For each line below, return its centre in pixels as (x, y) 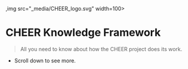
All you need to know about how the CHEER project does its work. (101, 49)
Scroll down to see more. (45, 60)
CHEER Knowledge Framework (83, 33)
